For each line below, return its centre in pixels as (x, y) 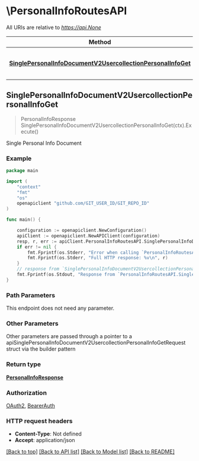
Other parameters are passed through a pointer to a (69, 336)
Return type (24, 364)
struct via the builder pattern (41, 349)
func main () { (24, 220)
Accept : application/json (45, 440)
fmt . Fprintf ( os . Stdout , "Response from (66, 275)
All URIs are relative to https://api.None (54, 27)
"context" (29, 187)
